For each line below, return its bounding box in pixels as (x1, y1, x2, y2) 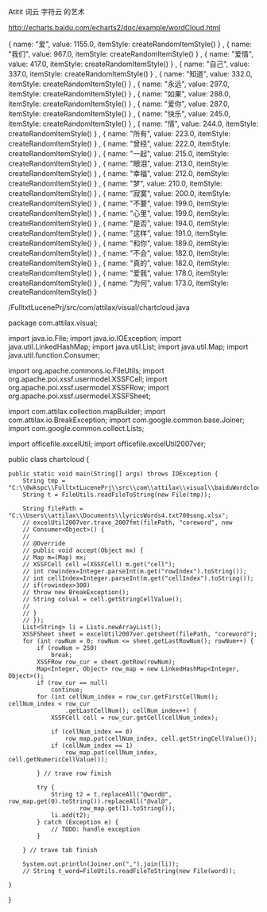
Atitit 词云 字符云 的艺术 (8, 7, 85, 16)
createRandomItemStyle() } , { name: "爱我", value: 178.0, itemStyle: (8, 268, 229, 277)
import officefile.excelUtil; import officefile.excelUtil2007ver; (8, 439, 207, 448)
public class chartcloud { (8, 455, 90, 464)
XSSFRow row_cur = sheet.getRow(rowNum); (37, 658, 176, 666)
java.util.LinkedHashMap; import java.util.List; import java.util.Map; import (8, 342, 249, 351)
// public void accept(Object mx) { (22, 546, 145, 554)
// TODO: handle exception (50, 825, 141, 833)
